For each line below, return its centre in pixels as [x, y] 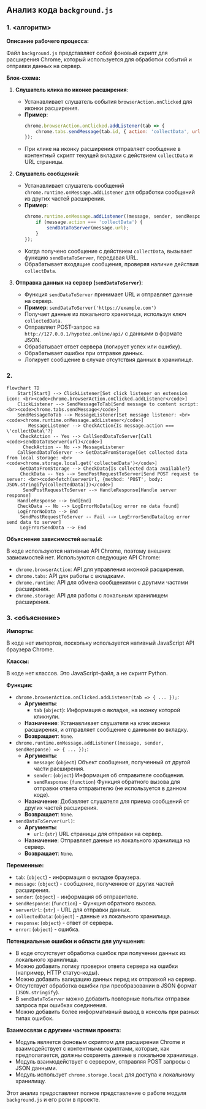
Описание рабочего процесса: [48, 41]
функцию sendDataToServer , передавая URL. [81, 258]
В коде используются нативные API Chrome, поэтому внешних [89, 551]
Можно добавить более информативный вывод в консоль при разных [107, 1012]
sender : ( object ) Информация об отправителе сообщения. [109, 775]
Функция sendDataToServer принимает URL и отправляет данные [109, 294]
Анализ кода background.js [60, 10]
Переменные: [25, 865]
